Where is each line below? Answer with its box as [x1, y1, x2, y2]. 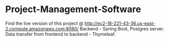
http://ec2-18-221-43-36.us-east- [84, 20, 155, 26]
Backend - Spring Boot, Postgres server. [79, 25, 164, 31]
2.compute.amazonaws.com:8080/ [5, 25, 79, 31]
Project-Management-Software [5, 4, 142, 15]
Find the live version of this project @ [5, 20, 83, 26]
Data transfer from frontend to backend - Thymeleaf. [5, 31, 116, 37]
